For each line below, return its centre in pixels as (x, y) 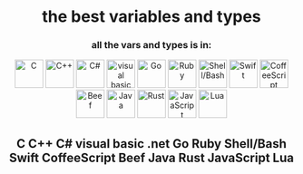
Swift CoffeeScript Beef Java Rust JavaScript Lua (151, 157)
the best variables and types (151, 17)
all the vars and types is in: (151, 45)
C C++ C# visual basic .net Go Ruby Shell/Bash (151, 144)
